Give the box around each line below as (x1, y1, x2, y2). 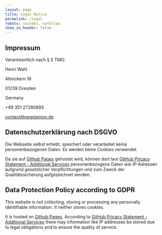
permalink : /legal (5, 16, 43, 21)
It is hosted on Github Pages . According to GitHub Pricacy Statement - (5, 213, 147, 219)
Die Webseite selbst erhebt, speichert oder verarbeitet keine (5, 141, 127, 147)
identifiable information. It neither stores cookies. (5, 204, 105, 210)
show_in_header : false (5, 26, 52, 30)
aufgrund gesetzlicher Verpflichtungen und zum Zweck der (5, 166, 125, 172)
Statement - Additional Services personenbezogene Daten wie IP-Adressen (5, 161, 158, 167)
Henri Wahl (5, 66, 28, 72)
